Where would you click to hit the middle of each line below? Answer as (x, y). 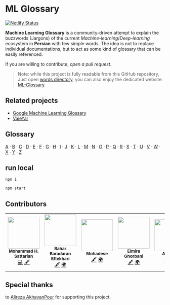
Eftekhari (60, 259)
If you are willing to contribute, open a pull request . (58, 64)
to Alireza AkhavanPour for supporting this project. (58, 297)
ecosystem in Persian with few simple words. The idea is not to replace (80, 43)
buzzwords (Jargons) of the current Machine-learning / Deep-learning (78, 38)
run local (19, 168)
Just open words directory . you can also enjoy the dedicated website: (90, 79)
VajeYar (20, 118)
